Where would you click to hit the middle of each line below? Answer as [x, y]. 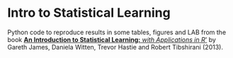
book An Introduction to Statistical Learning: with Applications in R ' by [112, 39]
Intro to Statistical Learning [89, 13]
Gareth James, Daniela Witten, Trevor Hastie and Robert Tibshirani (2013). [115, 47]
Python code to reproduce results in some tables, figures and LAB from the [117, 32]
